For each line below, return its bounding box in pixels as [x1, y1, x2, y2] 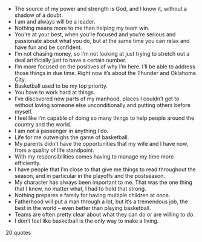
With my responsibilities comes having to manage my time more [14, 153, 174, 160]
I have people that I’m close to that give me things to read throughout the [14, 166, 196, 173]
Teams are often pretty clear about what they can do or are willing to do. [14, 211, 195, 218]
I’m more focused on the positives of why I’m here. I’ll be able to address [14, 63, 196, 70]
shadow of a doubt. [14, 11, 64, 19]
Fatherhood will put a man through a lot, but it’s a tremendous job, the [14, 198, 188, 205]
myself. [14, 108, 33, 115]
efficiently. [14, 160, 41, 166]
